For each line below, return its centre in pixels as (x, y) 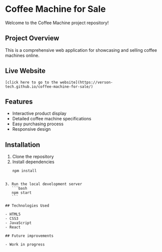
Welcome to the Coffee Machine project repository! (57, 23)
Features (19, 101)
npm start (22, 193)
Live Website (25, 71)
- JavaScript (18, 223)
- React (13, 227)
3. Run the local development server (44, 184)
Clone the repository (33, 157)
